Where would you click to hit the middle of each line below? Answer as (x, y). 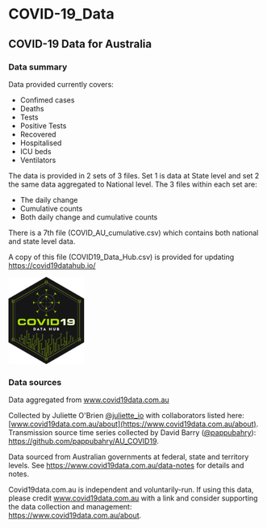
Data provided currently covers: (61, 84)
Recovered (38, 134)
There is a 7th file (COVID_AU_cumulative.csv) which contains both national (133, 233)
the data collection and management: (70, 507)
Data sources (35, 382)
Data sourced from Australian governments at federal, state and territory (129, 457)
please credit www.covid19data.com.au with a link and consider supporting (133, 498)
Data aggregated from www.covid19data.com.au (89, 400)
